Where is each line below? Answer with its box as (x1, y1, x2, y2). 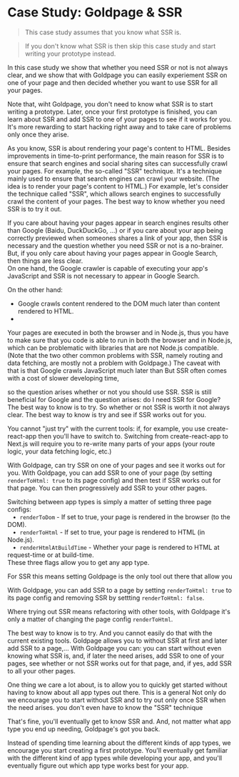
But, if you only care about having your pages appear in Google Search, (7, 249, 218, 257)
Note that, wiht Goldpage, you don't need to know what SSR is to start (7, 99, 213, 108)
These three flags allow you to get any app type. (7, 558, 150, 566)
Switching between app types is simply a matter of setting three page (7, 497, 212, 506)
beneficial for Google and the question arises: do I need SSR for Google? (7, 395, 221, 403)
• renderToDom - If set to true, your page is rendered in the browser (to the (12, 512, 230, 521)
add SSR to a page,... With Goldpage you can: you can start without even (7, 643, 222, 652)
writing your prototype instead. (24, 49, 116, 58)
